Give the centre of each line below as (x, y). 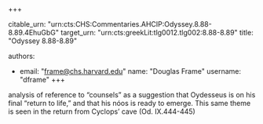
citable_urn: (27, 24)
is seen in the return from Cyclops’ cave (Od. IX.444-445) (102, 111)
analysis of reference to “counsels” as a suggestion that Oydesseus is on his (132, 95)
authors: (22, 56)
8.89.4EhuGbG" (34, 33)
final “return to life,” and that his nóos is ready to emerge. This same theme (130, 103)
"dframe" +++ (42, 80)
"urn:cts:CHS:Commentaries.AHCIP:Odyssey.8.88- (130, 24)
